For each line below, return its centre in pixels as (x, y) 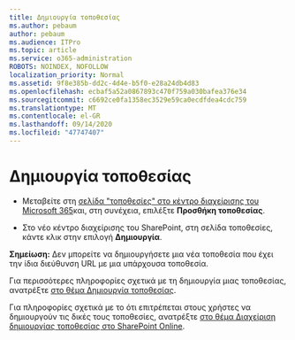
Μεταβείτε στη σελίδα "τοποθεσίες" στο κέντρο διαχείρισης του (140, 201)
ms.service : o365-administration (71, 58)
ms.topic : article (43, 50)
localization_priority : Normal (67, 75)
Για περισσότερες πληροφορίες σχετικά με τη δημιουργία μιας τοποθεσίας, (148, 281)
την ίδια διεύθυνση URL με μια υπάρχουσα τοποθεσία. (109, 263)
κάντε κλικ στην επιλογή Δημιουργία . (92, 236)
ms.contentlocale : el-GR (55, 116)
